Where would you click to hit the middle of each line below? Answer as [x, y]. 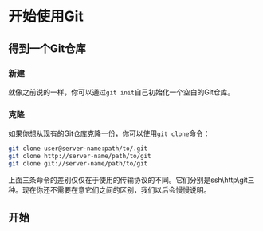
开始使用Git [46, 16]
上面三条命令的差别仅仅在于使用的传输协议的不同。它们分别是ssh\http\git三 [131, 180]
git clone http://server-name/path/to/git [80, 157]
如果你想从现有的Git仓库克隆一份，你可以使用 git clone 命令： [109, 133]
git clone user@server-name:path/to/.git [78, 149]
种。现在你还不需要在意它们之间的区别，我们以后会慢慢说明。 [110, 189]
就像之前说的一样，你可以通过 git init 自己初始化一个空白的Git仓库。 [122, 92]
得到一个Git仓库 [47, 48]
